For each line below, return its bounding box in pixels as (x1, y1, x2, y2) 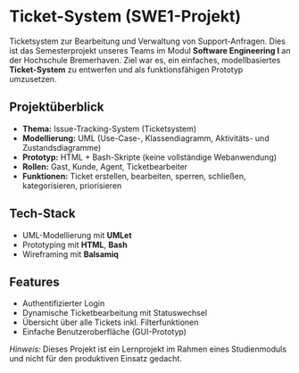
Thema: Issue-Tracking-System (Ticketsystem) (21, 123, 197, 134)
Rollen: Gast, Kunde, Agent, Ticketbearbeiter (21, 161, 188, 171)
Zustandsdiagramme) (21, 142, 102, 153)
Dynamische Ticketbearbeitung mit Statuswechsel (21, 308, 208, 319)
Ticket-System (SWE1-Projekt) (9, 6, 242, 27)
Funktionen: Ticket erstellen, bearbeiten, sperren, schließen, (21, 170, 247, 181)
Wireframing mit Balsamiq (21, 248, 119, 260)
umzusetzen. (9, 73, 57, 84)
